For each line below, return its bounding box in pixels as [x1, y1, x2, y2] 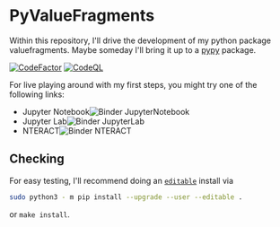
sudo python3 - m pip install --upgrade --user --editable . [9, 192, 243, 202]
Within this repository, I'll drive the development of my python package [9, 35, 272, 46]
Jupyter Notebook [22, 106, 90, 117]
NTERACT [22, 125, 60, 135]
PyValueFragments [9, 5, 155, 26]
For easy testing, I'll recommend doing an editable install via [9, 175, 234, 186]
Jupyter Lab [22, 116, 67, 127]
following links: [9, 89, 65, 100]
